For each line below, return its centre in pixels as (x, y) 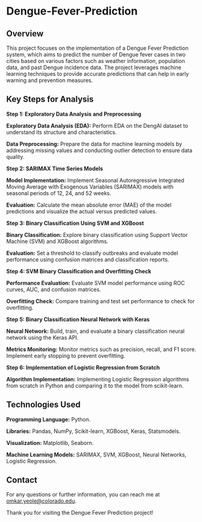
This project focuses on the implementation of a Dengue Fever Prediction (97, 48)
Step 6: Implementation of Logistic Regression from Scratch (83, 367)
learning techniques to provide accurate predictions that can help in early (98, 74)
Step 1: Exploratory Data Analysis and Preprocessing (74, 114)
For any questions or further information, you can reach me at (83, 495)
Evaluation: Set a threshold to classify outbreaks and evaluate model (92, 253)
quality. (15, 156)
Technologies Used (43, 405)
